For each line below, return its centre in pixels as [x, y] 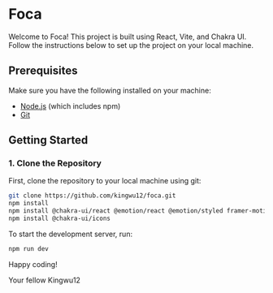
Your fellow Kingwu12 [45, 280]
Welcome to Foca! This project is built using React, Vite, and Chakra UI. [128, 37]
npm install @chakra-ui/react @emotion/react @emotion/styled [116, 211]
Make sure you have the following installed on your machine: [110, 90]
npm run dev [28, 248]
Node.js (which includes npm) [70, 106]
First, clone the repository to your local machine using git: [105, 181]
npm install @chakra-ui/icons [60, 219]
